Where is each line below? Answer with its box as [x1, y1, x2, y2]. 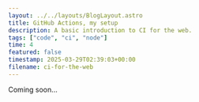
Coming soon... [8, 85, 58, 94]
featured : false [8, 48, 62, 56]
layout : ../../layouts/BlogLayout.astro [8, 11, 144, 20]
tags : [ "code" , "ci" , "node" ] [8, 33, 108, 42]
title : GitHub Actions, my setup [8, 19, 118, 27]
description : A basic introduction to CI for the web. [8, 26, 193, 34]
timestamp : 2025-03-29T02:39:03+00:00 [8, 56, 136, 64]
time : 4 [8, 41, 34, 49]
